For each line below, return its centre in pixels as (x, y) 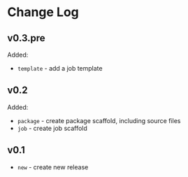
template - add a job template (60, 68)
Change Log (43, 12)
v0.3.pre (26, 38)
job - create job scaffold (52, 128)
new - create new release (53, 167)
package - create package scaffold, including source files (99, 120)
